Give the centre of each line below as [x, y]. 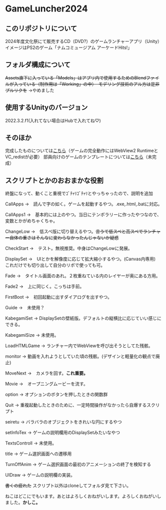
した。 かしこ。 [25, 503]
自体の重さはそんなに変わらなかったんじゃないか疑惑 [64, 238]
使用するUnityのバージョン [47, 108]
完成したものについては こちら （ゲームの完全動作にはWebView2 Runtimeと [82, 151]
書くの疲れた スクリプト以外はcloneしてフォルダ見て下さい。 [68, 486]
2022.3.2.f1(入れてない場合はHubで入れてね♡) [53, 120]
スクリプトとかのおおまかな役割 [54, 180]
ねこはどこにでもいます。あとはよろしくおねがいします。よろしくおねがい [81, 496]
